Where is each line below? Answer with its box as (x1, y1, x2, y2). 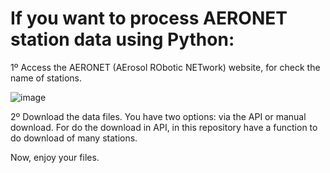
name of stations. (10, 72, 82, 84)
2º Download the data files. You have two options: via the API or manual (10, 110, 307, 122)
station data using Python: (10, 28, 235, 51)
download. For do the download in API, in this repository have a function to (10, 121, 318, 133)
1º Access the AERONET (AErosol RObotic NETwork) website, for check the (10, 61, 321, 73)
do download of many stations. (10, 132, 138, 144)
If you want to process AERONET (10, 7, 288, 30)
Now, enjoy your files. (10, 151, 100, 163)
